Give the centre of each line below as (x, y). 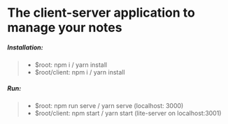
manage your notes (65, 28)
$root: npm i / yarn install (71, 65)
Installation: (25, 47)
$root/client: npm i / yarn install (80, 72)
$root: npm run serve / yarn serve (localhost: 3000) (109, 106)
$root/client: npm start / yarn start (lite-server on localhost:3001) (128, 114)
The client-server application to (101, 13)
